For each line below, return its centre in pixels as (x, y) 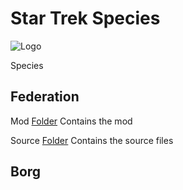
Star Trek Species (85, 18)
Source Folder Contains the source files (92, 140)
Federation (45, 97)
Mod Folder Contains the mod (71, 121)
